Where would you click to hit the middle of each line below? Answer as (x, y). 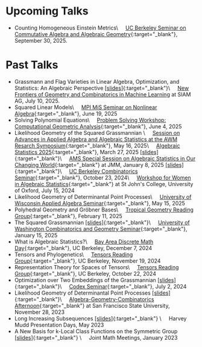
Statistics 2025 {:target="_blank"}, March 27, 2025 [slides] (87, 152)
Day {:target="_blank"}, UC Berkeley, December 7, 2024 (83, 248)
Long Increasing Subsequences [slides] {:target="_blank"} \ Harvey (100, 318)
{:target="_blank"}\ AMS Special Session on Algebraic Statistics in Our (105, 158)
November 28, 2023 (39, 312)
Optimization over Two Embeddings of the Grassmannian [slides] (95, 280)
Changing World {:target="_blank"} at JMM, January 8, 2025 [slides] (99, 164)
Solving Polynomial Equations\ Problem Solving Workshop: (90, 120)
